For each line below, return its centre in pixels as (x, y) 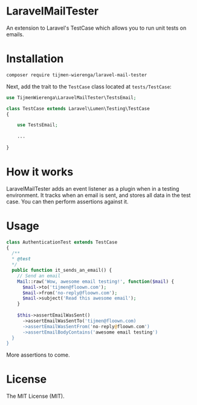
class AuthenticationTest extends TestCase (62, 242)
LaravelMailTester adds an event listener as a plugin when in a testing (93, 188)
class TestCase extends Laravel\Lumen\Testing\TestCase (78, 108)
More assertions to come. (38, 355)
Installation (35, 59)
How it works (40, 172)
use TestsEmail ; (38, 125)
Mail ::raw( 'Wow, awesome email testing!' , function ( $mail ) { (95, 282)
